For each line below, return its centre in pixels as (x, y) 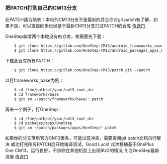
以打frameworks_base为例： (34, 80)
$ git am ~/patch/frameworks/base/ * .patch (59, 99)
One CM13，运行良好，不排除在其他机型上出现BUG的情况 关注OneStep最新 (82, 151)
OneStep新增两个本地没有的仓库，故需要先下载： (55, 36)
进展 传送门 (17, 157)
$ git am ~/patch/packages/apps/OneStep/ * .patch (65, 128)
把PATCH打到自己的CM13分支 (41, 7)
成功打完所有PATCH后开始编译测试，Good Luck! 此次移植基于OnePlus (82, 144)
